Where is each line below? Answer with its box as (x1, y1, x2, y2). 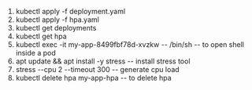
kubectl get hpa (15, 31, 67, 41)
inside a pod (15, 49, 57, 57)
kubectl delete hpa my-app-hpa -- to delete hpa (15, 74, 172, 82)
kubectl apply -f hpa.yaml (15, 15, 100, 24)
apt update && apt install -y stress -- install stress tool (15, 56, 191, 66)
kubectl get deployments (15, 23, 97, 32)
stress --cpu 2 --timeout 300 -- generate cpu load (15, 65, 180, 74)
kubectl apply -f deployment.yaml (15, 7, 126, 16)
